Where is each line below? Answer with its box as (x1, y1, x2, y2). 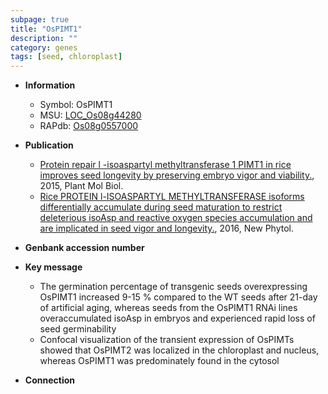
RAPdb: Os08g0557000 (39, 120, 139, 132)
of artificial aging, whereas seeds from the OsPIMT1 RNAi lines (39, 302, 298, 314)
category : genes (10, 42, 78, 53)
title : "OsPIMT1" (10, 24, 83, 34)
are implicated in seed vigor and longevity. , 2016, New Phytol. (39, 222, 294, 235)
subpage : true (10, 14, 70, 25)
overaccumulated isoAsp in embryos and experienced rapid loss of (39, 312, 316, 325)
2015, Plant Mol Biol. (39, 180, 124, 192)
